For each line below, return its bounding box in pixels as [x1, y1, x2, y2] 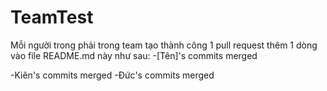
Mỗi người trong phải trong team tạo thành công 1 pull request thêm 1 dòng [10, 39, 318, 51]
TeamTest [10, 6, 94, 29]
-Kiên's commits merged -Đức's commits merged [10, 69, 215, 81]
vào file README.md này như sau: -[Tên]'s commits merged [10, 49, 258, 61]
